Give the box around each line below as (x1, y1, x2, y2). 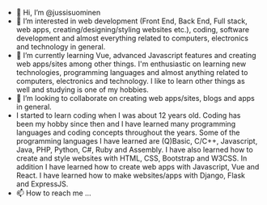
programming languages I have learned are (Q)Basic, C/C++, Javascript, (15, 136, 258, 145)
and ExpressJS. (15, 179, 69, 189)
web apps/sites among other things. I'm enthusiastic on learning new (15, 59, 247, 69)
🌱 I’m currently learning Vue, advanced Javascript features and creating (15, 51, 256, 60)
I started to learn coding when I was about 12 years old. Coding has (15, 111, 241, 120)
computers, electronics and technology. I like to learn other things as (15, 77, 245, 86)
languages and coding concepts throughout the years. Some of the (15, 128, 240, 137)
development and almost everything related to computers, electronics (15, 33, 249, 43)
